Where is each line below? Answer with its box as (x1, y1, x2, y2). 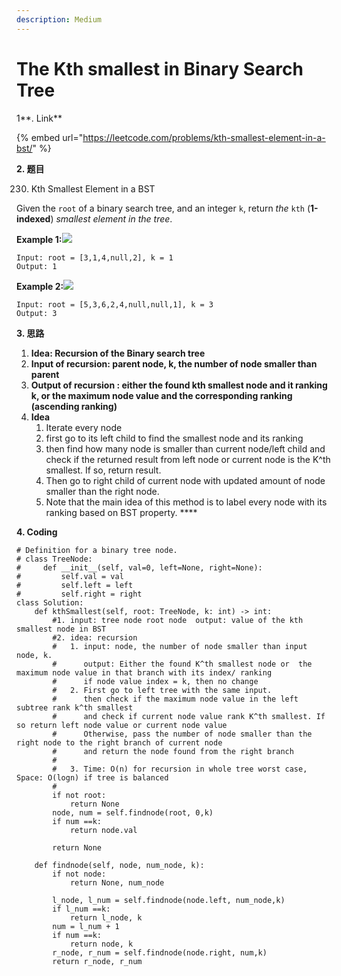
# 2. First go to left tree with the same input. (52, 685, 273, 695)
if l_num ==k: (52, 904, 111, 914)
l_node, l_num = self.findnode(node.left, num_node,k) (52, 895, 286, 905)
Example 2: (16, 280, 64, 292)
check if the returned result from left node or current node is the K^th (45, 453, 331, 465)
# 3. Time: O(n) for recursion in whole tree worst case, (52, 764, 308, 774)
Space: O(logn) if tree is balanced (16, 772, 169, 783)
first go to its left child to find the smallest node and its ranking (45, 432, 304, 444)
